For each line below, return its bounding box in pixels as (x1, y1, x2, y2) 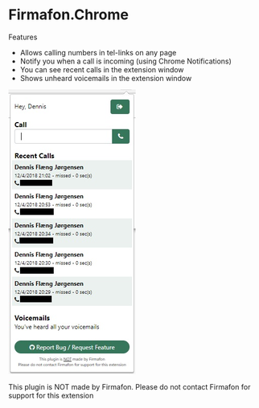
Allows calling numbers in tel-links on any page (19, 47, 177, 57)
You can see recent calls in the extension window (19, 64, 184, 74)
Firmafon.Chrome (8, 6, 129, 24)
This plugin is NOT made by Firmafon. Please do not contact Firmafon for (8, 381, 251, 391)
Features (8, 32, 38, 42)
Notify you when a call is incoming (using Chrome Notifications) (19, 56, 232, 66)
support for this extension (8, 390, 94, 400)
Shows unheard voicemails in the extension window (19, 73, 192, 83)
